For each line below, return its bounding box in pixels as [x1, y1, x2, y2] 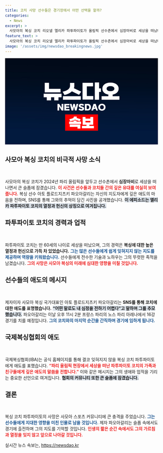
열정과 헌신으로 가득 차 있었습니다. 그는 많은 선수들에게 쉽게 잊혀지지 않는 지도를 [5, 248, 155, 254]
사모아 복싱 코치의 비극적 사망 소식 [5, 155, 101, 163]
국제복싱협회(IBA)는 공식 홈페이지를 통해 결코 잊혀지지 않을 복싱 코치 [5, 356, 134, 362]
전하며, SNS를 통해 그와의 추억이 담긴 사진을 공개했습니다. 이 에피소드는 [14, 197, 149, 203]
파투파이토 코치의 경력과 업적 [5, 218, 86, 227]
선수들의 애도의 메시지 [5, 276, 67, 284]
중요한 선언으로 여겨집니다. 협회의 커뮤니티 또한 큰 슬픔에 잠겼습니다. [10, 374, 139, 380]
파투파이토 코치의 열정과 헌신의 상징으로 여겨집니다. [10, 203, 107, 209]
